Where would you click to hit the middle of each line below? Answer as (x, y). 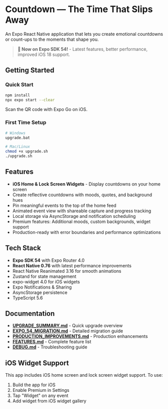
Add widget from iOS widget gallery (49, 401)
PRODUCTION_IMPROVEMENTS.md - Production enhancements (80, 336)
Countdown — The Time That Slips (79, 9)
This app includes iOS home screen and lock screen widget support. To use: (84, 375)
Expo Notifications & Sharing (42, 287)
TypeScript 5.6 (28, 298)
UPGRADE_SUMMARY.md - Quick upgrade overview (67, 326)
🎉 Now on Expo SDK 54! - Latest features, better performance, (82, 49)
